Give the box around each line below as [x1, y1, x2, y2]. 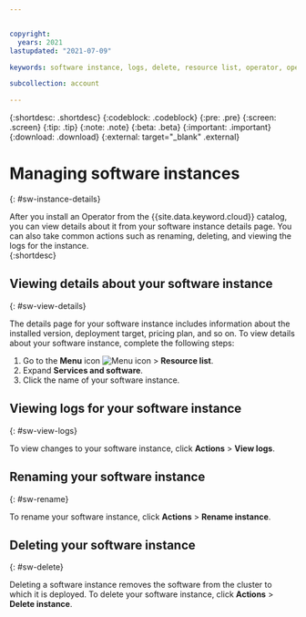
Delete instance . [9, 599, 73, 610]
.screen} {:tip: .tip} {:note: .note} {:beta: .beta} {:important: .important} [9, 122, 271, 133]
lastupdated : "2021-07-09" [9, 46, 112, 56]
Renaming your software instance [9, 469, 206, 485]
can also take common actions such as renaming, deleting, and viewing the [9, 231, 291, 242]
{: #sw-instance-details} [9, 193, 101, 205]
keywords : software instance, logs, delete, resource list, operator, [9, 63, 283, 72]
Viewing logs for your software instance [9, 401, 242, 416]
